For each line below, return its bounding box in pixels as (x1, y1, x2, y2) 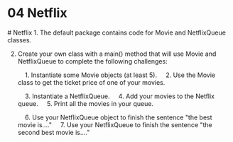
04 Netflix (7, 5, 67, 21)
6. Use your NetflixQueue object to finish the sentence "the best (24, 113, 212, 122)
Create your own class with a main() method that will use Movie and (17, 49, 217, 58)
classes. (7, 35, 32, 44)
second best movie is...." (17, 128, 90, 136)
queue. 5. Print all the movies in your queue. (17, 99, 154, 107)
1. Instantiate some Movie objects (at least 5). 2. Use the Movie (24, 71, 215, 79)
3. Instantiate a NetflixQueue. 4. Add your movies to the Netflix (24, 92, 215, 100)
